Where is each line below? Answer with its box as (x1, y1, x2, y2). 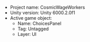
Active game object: (10, 15, 52, 21)
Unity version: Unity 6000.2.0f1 (10, 10, 75, 16)
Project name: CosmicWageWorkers (10, 5, 85, 10)
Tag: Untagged (17, 26, 49, 32)
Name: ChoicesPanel (17, 20, 62, 26)
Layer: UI (17, 31, 37, 37)
